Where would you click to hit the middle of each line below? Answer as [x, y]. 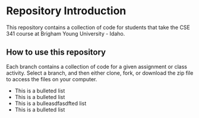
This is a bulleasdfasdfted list [50, 103]
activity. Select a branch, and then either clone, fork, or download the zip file [100, 73]
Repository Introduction [66, 11]
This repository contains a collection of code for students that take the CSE [98, 27]
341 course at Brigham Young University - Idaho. [66, 33]
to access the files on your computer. [52, 79]
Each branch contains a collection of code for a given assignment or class [97, 66]
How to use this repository [56, 52]
